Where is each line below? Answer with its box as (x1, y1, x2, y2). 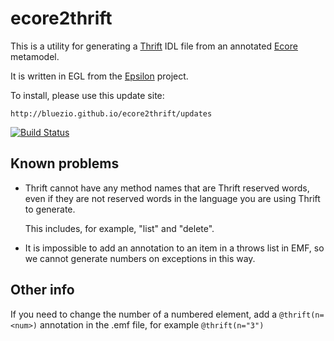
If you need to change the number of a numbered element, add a (10, 308, 278, 320)
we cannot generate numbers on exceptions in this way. (24, 252, 256, 264)
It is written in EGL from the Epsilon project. (10, 70, 189, 82)
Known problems (10, 155, 120, 172)
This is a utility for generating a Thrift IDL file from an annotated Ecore (10, 40, 298, 52)
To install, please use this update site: (10, 89, 165, 101)
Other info (10, 282, 75, 299)
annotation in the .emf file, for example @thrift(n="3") (39, 318, 265, 331)
